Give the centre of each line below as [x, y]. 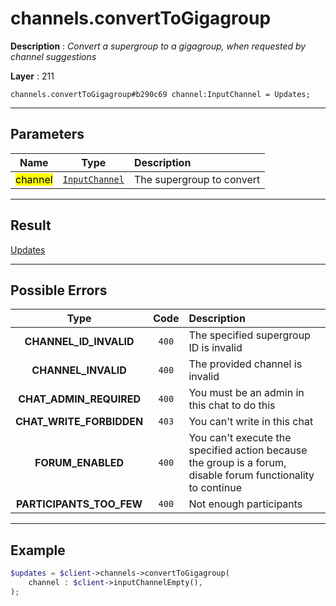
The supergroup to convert [197, 179]
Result [31, 225]
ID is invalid [215, 348]
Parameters [47, 134]
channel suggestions [53, 56]
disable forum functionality [251, 475]
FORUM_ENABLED [79, 463]
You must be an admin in [246, 393]
